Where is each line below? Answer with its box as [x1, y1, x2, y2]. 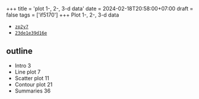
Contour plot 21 [14, 81, 53, 88]
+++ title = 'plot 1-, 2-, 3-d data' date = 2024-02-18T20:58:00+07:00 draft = [6, 5, 194, 12]
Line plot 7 [14, 68, 41, 75]
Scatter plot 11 [14, 74, 49, 82]
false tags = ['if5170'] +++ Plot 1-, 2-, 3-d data [6, 11, 119, 18]
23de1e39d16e [14, 30, 48, 36]
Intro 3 [14, 62, 31, 69]
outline [6, 46, 33, 56]
